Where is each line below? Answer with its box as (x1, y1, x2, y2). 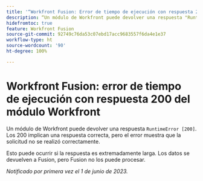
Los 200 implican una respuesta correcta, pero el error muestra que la (6, 131, 181, 139)
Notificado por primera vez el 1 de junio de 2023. (6, 167, 128, 175)
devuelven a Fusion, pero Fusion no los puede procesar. (6, 156, 146, 163)
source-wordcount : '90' (6, 43, 66, 49)
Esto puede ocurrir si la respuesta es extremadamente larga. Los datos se (6, 149, 190, 157)
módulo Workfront (6, 105, 101, 118)
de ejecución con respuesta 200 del (6, 92, 190, 106)
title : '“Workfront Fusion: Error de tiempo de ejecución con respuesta (6, 8, 193, 15)
